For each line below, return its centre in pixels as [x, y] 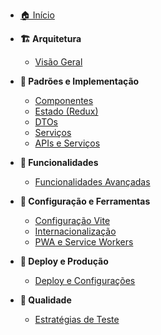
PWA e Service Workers [84, 242]
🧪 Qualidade [45, 300]
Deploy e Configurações [85, 280]
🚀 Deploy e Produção [64, 261]
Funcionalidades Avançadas [92, 182]
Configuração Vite [72, 220]
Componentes [64, 100]
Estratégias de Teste [77, 319]
